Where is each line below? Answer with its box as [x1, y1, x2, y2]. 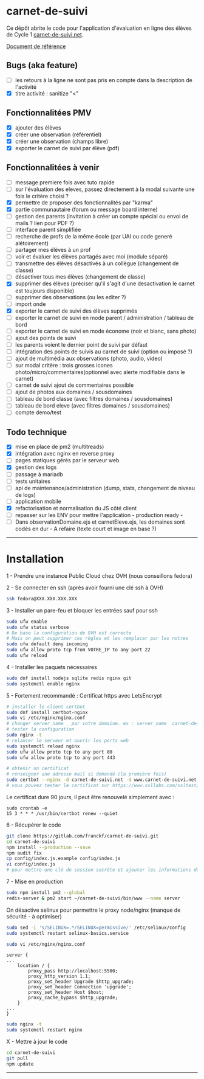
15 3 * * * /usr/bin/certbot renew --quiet [6, 810, 118, 816]
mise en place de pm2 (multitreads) [15, 443, 104, 451]
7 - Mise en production [6, 878, 64, 885]
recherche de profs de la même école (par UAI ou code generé [15, 233, 172, 240]
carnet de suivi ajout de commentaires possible [15, 381, 134, 389]
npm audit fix [6, 850, 42, 856]
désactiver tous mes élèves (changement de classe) [15, 273, 146, 280]
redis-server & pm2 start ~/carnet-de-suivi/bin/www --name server [6, 895, 181, 901]
